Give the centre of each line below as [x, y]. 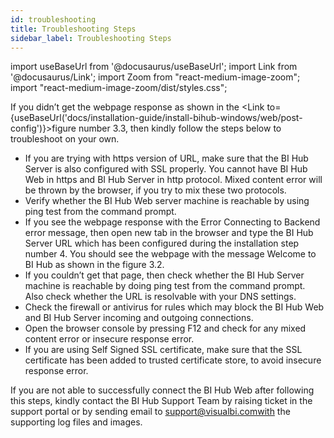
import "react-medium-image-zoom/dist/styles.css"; [119, 88]
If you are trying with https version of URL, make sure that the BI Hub [166, 158]
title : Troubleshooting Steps [73, 29]
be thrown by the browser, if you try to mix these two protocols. [155, 190]
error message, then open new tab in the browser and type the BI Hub [169, 233]
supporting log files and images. [76, 422]
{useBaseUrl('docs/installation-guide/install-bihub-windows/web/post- [156, 118]
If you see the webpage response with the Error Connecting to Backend [172, 222]
